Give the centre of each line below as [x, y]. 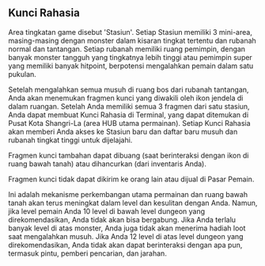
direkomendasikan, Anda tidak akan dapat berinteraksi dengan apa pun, [125, 245]
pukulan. [23, 74]
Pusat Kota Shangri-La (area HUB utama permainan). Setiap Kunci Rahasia [129, 123]
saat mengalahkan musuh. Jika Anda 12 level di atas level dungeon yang [126, 236]
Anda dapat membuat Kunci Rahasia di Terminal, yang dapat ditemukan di [129, 115]
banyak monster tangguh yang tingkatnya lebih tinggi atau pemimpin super [131, 57]
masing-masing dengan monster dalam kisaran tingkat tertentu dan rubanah [132, 40]
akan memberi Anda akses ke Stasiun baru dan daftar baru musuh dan [123, 131]
